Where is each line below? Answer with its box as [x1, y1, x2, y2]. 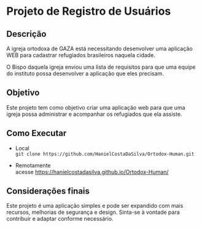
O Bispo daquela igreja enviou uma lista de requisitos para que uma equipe [6, 63, 196, 70]
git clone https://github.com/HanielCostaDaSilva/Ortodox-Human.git [15, 151, 195, 157]
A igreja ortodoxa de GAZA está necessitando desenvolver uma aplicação [6, 45, 193, 52]
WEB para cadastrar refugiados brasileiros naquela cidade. [6, 51, 155, 59]
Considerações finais [6, 186, 90, 197]
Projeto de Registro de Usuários [6, 4, 171, 18]
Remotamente [15, 161, 51, 169]
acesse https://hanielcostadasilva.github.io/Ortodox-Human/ [15, 168, 169, 175]
